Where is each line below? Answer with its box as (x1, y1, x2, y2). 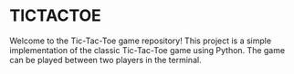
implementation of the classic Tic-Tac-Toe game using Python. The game (9, 44, 286, 55)
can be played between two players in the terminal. (9, 54, 203, 65)
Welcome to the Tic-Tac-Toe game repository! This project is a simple (9, 35, 272, 46)
